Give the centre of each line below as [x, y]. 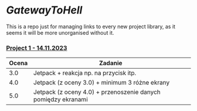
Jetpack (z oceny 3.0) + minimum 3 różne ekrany [101, 83]
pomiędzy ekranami [60, 99]
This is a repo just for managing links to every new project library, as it [91, 26]
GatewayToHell [44, 10]
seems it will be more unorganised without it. [60, 32]
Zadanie [111, 63]
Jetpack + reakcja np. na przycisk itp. [85, 73]
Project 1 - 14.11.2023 [37, 48]
